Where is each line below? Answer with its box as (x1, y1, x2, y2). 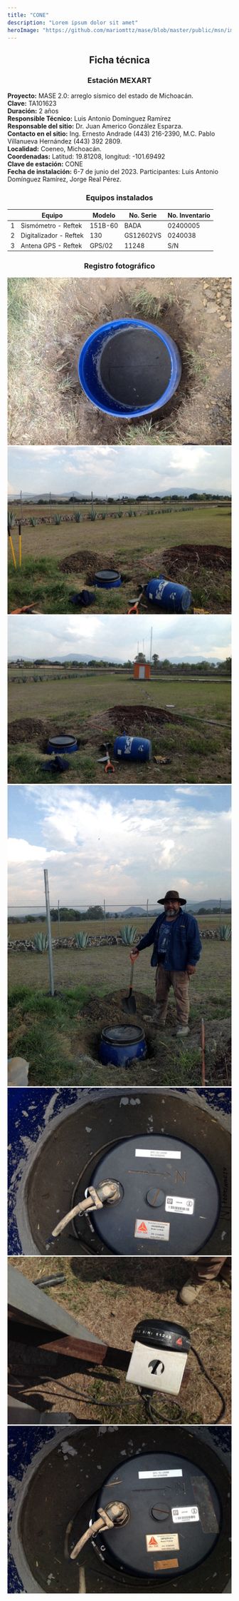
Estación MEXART (87, 75, 152, 85)
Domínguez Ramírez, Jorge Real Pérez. (7, 175, 122, 183)
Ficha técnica (88, 54, 151, 66)
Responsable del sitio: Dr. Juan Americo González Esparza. (7, 122, 184, 131)
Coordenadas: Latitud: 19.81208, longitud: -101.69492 (7, 152, 166, 161)
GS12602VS (124, 231, 162, 240)
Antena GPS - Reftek (21, 241, 83, 250)
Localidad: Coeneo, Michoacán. (7, 145, 102, 153)
